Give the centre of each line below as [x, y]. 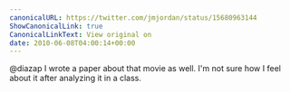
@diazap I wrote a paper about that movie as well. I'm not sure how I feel [145, 69]
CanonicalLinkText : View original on [81, 34]
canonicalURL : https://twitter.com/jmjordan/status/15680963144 [133, 18]
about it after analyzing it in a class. [76, 78]
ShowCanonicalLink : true [56, 26]
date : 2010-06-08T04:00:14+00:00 [72, 43]
